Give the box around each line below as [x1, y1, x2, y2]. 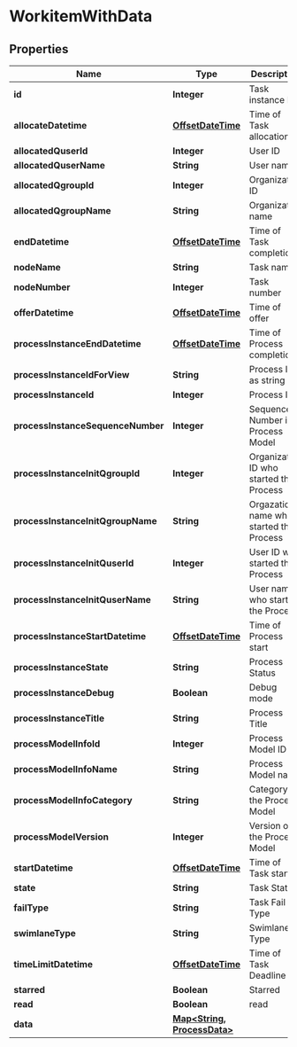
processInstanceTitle [13, 712, 104, 724]
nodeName [13, 262, 62, 273]
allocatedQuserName [13, 160, 106, 171]
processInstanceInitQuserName [13, 594, 152, 606]
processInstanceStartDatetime [13, 630, 147, 642]
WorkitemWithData [9, 6, 153, 27]
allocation [248, 130, 290, 143]
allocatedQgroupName [13, 205, 112, 216]
